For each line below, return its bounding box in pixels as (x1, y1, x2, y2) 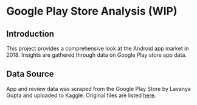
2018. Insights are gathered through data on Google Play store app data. (6, 51, 187, 59)
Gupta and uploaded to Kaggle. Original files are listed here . (6, 92, 156, 99)
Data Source (6, 69, 54, 79)
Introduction (6, 29, 55, 39)
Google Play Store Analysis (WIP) (6, 4, 178, 18)
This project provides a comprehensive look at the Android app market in (6, 45, 189, 52)
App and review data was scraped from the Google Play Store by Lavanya (6, 85, 192, 92)
